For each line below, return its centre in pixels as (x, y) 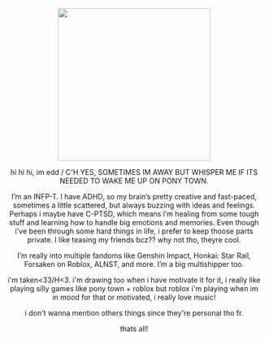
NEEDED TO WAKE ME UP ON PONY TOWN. (134, 181)
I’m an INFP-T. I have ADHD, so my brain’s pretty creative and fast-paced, (134, 196)
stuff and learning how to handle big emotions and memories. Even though (134, 222)
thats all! (134, 329)
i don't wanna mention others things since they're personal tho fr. (134, 313)
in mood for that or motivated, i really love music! (134, 297)
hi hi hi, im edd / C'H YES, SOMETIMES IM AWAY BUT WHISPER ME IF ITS (134, 172)
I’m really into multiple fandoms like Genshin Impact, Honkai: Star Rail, (134, 255)
